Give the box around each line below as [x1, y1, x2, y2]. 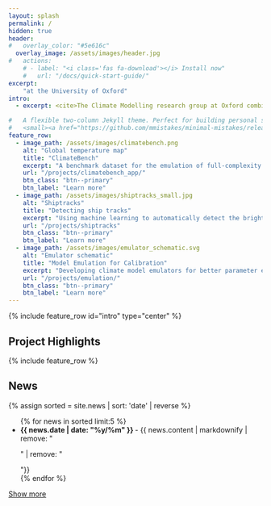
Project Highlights [8, 334, 101, 348]
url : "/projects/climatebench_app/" [23, 169, 147, 178]
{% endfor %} [19, 473, 67, 483]
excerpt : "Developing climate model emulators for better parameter [23, 266, 258, 274]
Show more [8, 489, 47, 499]
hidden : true [8, 27, 52, 35]
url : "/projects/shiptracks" [23, 221, 121, 230]
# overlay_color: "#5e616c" [8, 42, 110, 50]
